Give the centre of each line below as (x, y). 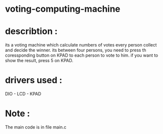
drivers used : (34, 80)
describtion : (31, 32)
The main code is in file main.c (36, 127)
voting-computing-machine (63, 9)
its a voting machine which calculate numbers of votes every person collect (81, 45)
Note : (18, 114)
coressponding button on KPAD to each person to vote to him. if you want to (82, 55)
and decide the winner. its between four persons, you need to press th (76, 50)
